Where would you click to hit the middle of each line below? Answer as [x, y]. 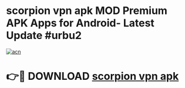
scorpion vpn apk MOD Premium [87, 11]
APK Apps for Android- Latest [80, 23]
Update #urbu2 [44, 36]
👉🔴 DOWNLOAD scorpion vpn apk [92, 76]
